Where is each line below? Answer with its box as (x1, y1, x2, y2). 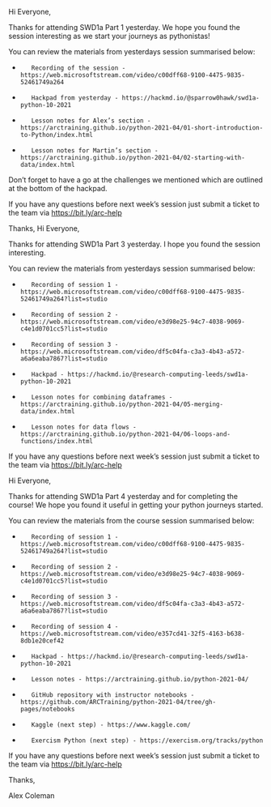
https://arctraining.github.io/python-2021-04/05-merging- (19, 400, 224, 408)
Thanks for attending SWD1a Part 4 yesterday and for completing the (8, 492, 239, 501)
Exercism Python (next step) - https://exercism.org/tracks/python (31, 737, 264, 745)
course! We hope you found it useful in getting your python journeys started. (8, 500, 264, 510)
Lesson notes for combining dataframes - (31, 393, 173, 401)
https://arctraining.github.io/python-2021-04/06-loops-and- (19, 430, 231, 438)
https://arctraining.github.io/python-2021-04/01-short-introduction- (19, 124, 264, 132)
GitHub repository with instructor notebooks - (31, 691, 195, 699)
